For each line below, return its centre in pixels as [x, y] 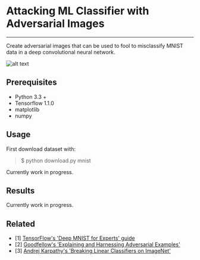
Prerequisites [32, 83]
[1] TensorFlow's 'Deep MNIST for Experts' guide [75, 238]
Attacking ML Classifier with [78, 11]
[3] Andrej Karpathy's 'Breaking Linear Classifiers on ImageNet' [93, 251]
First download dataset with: [41, 149]
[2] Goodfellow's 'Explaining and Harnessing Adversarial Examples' [97, 244]
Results [21, 191]
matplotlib [27, 109]
